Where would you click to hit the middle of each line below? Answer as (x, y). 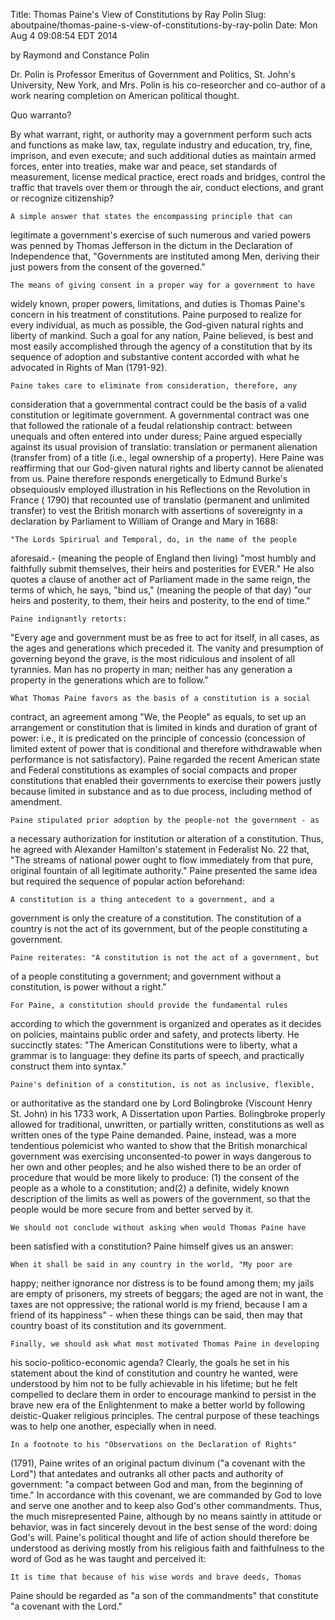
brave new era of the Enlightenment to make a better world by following (158, 1405)
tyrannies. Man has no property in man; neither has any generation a (151, 669)
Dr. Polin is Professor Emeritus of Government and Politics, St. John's (153, 74)
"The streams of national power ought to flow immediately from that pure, (162, 860)
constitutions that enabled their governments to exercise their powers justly (166, 780)
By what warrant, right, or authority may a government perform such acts (161, 134)
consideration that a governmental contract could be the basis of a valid (158, 404)
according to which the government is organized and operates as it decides (166, 1023)
